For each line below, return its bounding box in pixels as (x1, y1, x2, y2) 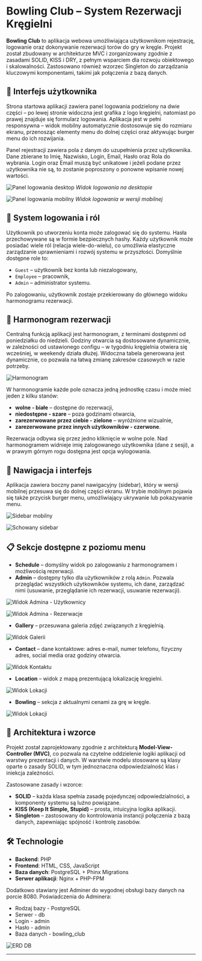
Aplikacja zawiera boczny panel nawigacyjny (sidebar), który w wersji (6, 481, 179, 489)
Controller (6, 750, 32, 757)
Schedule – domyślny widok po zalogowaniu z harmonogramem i (14, 561, 177, 568)
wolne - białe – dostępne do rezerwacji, (14, 404, 114, 411)
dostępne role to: (6, 255, 49, 262)
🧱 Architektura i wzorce (6, 728, 96, 738)
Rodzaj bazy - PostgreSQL (14, 904, 81, 912)
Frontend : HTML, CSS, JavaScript (14, 861, 100, 869)
